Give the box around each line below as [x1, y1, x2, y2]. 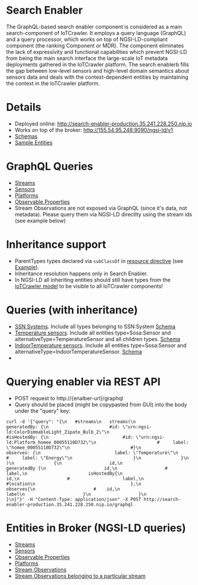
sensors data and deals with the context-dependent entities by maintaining [6, 73, 189, 81]
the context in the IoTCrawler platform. [6, 79, 100, 86]
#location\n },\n [6, 481, 142, 487]
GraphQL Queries [6, 160, 93, 173]
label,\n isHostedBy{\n [6, 470, 123, 477]
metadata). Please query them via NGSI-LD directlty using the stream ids [14, 211, 192, 218]
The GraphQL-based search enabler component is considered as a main [6, 23, 182, 30]
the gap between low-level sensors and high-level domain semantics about [6, 67, 189, 74]
